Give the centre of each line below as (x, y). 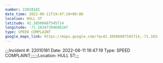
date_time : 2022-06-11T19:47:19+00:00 (44, 14)
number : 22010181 (23, 9)
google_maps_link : (24, 37)
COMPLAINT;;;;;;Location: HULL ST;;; (42, 55)
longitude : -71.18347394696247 (37, 28)
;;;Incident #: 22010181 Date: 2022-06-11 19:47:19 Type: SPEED (68, 50)
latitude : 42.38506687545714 (34, 23)
